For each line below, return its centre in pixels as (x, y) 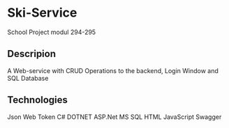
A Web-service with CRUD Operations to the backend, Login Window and (113, 70)
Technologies (38, 100)
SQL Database (28, 78)
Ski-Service (42, 13)
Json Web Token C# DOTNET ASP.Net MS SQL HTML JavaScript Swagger (114, 117)
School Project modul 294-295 (52, 32)
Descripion (32, 54)
